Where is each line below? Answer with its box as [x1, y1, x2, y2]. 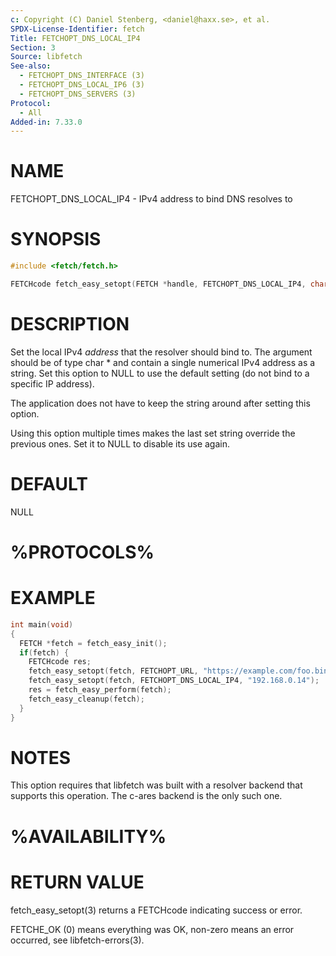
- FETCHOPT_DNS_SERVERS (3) [19, 89, 137, 99]
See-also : [10, 61, 52, 71]
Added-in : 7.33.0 [10, 117, 83, 127]
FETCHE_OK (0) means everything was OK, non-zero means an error [10, 923, 295, 935]
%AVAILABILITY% [10, 825, 167, 848]
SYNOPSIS [10, 228, 102, 251]
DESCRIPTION [10, 313, 130, 336]
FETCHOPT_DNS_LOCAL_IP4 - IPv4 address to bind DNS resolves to [10, 193, 293, 205]
